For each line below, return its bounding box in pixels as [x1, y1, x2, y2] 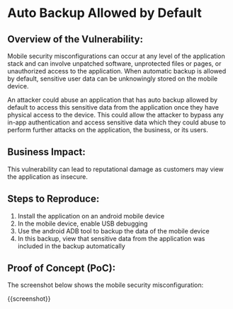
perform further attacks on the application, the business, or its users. [7, 126, 209, 134]
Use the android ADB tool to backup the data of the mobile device [17, 226, 210, 235]
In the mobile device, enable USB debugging [17, 219, 148, 228]
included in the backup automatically [17, 242, 125, 250]
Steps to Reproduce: [7, 193, 100, 205]
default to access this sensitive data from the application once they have [7, 103, 220, 111]
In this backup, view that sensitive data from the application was [17, 234, 205, 243]
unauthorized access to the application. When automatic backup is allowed [7, 67, 227, 75]
